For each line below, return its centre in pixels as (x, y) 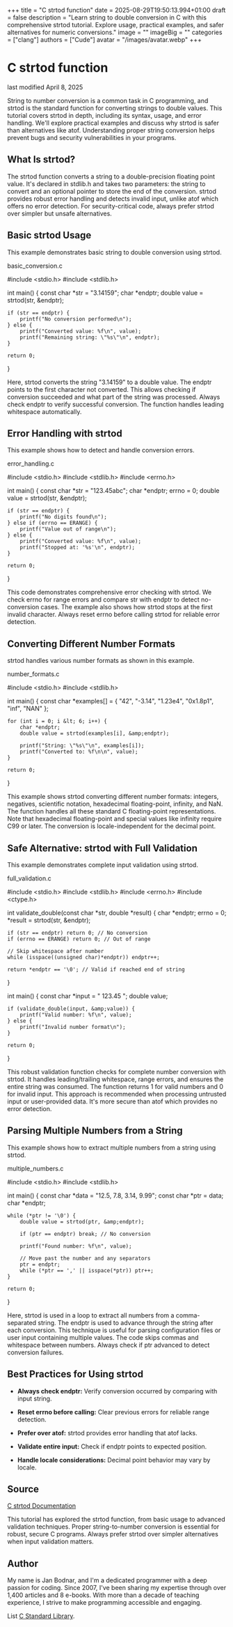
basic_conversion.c (35, 266)
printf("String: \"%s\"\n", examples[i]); (82, 746)
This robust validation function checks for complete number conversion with (116, 1072)
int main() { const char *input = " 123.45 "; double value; (88, 996)
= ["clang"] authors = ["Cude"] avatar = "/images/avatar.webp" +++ (105, 40)
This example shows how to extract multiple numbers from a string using (112, 1147)
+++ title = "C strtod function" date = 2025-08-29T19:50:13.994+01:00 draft (116, 10)
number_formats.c (33, 674)
